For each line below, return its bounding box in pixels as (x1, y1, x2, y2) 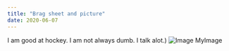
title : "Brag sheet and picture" (7, 10, 106, 17)
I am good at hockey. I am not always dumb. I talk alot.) (7, 36, 167, 44)
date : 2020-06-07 (7, 17, 58, 24)
